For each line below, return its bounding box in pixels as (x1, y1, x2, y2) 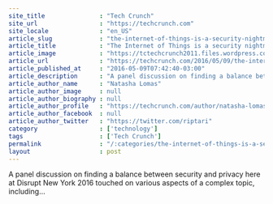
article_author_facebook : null (8, 110, 122, 118)
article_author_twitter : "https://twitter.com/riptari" (8, 117, 213, 125)
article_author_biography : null (8, 95, 122, 103)
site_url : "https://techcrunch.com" (8, 19, 195, 28)
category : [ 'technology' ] (8, 125, 158, 133)
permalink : (8, 139, 104, 148)
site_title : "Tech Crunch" (8, 11, 154, 20)
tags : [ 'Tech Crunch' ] (8, 132, 162, 140)
